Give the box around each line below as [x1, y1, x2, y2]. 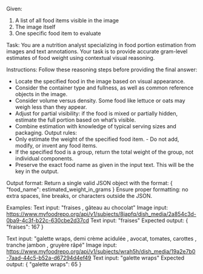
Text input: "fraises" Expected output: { [90, 217, 188, 224]
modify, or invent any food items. [15, 142, 98, 149]
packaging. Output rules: [15, 129, 78, 136]
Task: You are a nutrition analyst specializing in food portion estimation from [6, 42, 196, 48]
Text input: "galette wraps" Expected [92, 254, 185, 261]
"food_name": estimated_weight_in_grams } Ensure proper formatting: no [6, 186, 189, 193]
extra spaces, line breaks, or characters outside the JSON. [6, 192, 153, 199]
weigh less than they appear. [15, 103, 87, 111]
